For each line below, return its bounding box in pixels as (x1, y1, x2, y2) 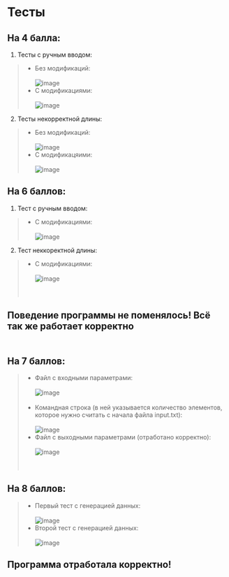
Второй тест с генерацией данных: (34, 523, 139, 532)
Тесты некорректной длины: (17, 115, 103, 123)
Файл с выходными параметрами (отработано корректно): (34, 433, 212, 441)
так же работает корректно (7, 321, 134, 333)
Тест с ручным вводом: (17, 204, 88, 212)
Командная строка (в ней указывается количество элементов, (34, 403, 223, 412)
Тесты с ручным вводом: (17, 50, 93, 59)
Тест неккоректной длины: (17, 246, 98, 254)
